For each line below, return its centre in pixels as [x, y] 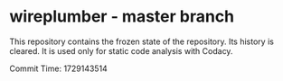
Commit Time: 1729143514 [59, 68]
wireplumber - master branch [122, 17]
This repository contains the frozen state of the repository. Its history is [141, 41]
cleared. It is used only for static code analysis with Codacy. [121, 50]
